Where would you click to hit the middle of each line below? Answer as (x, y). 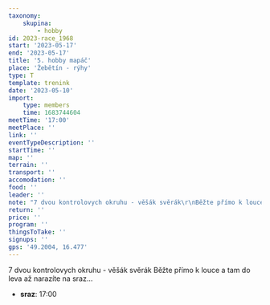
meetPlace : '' (32, 128)
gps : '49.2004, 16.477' (48, 247)
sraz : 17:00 (39, 294)
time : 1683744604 (52, 113)
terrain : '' (28, 165)
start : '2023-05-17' (43, 46)
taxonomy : (25, 16)
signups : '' (28, 240)
